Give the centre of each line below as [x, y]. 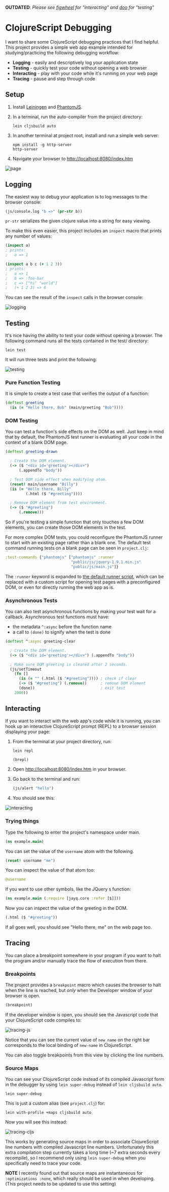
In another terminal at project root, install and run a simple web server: [86, 135]
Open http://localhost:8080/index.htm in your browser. [69, 769]
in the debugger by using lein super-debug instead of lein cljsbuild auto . [84, 1085]
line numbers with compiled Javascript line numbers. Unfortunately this [80, 1147]
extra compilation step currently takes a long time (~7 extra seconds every [83, 1152]
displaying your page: [28, 732]
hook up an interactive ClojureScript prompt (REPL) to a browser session [81, 726]
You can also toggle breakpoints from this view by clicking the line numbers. [85, 1055]
